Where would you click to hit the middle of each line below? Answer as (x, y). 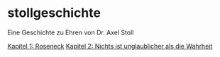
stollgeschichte (54, 13)
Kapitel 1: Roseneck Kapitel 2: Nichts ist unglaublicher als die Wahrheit (110, 46)
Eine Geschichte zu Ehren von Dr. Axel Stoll (71, 32)
